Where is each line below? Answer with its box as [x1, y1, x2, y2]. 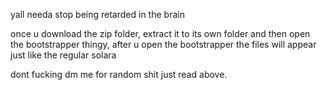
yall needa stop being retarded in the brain [10, 9, 185, 20]
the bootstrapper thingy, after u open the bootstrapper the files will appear [10, 39, 317, 50]
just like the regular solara [10, 49, 117, 61]
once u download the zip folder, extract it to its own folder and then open [10, 28, 311, 39]
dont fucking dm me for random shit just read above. [10, 69, 228, 80]
